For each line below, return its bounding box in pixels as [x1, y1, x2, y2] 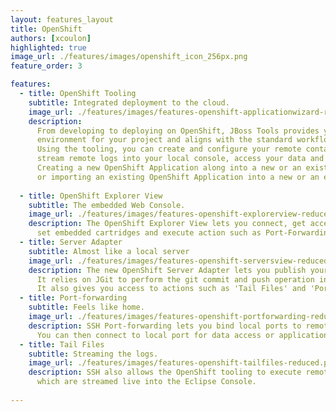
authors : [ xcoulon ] [10, 33, 92, 43]
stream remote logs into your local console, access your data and [36, 154, 325, 164]
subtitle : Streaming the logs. [28, 349, 159, 359]
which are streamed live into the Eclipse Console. [36, 377, 257, 387]
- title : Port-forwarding [19, 293, 128, 303]
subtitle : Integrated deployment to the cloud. [28, 97, 230, 108]
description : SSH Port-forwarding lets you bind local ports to [28, 321, 302, 331]
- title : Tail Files [19, 339, 105, 350]
